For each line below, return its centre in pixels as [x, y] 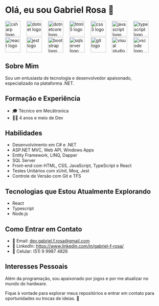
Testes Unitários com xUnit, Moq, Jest [51, 171]
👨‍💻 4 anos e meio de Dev [38, 118]
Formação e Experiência [43, 99]
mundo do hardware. [26, 283]
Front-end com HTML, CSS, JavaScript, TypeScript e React [72, 165]
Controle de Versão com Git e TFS [47, 176]
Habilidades [24, 133]
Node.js [20, 214]
